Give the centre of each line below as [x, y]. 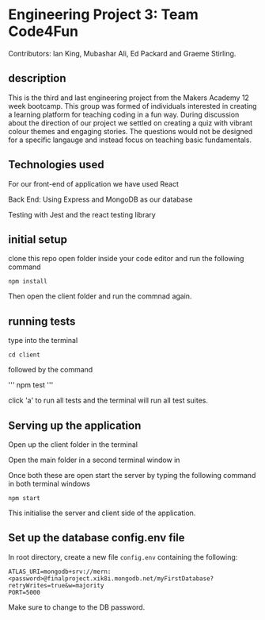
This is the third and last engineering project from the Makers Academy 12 [129, 98]
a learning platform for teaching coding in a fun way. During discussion [124, 114]
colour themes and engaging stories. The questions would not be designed [131, 131]
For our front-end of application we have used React [94, 183]
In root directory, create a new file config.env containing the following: [123, 556]
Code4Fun [44, 31]
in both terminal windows [49, 483]
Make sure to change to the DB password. [77, 607]
